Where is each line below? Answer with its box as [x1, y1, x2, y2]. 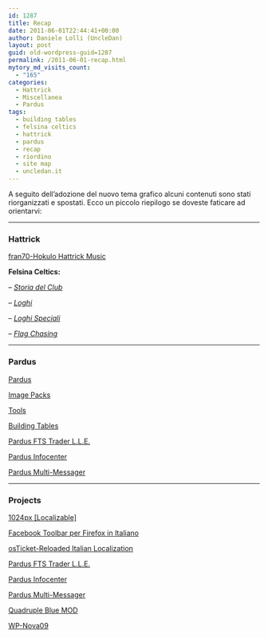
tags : [8, 108, 26, 116]
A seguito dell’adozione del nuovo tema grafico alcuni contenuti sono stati [8, 189, 251, 199]
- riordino [15, 152, 52, 160]
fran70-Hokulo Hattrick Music [8, 252, 106, 262]
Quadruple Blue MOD [8, 605, 78, 615]
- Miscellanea [15, 93, 62, 101]
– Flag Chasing [8, 329, 58, 339]
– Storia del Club [8, 282, 63, 292]
